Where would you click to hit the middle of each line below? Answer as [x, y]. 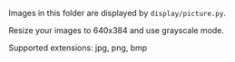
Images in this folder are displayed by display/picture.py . [117, 13]
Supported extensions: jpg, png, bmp [78, 48]
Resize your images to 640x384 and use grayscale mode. [116, 30]
